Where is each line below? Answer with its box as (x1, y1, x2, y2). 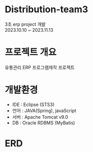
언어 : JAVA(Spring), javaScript (12, 107, 77, 114)
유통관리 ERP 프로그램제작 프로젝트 (5, 64, 75, 70)
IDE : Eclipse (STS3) (12, 101, 55, 107)
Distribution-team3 (5, 4, 88, 15)
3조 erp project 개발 (5, 21, 46, 27)
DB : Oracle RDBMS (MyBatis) (12, 119, 75, 126)
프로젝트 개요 (5, 47, 57, 58)
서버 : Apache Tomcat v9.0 (12, 114, 68, 120)
